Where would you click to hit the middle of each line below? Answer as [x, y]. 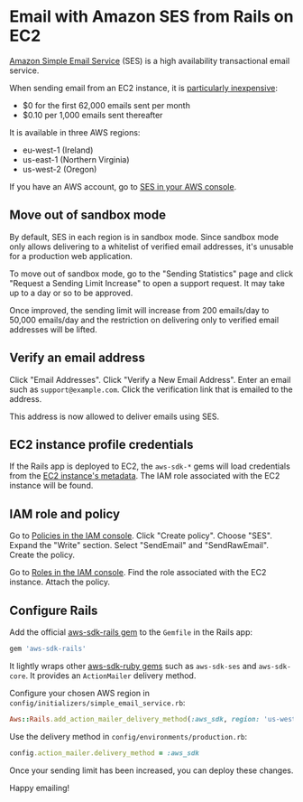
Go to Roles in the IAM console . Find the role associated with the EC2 [138, 573]
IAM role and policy [64, 513]
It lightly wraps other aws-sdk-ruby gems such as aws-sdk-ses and [133, 666]
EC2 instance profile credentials [101, 444]
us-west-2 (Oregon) [60, 169]
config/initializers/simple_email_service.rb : [97, 703]
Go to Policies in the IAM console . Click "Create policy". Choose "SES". [141, 536]
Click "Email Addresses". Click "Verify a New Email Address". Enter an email [150, 379]
